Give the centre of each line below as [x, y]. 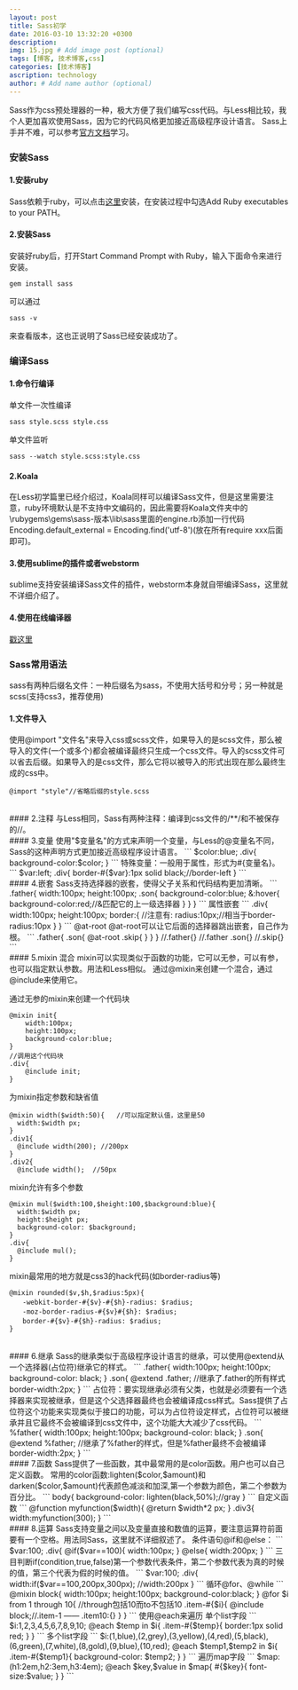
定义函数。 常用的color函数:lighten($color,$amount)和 [108, 1475]
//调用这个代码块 [36, 1056]
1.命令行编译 [32, 383]
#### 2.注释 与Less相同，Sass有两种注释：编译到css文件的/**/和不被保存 [145, 818]
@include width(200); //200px [73, 1147]
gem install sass [41, 284]
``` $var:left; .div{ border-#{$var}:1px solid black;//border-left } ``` [128, 873]
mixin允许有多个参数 [46, 1188]
